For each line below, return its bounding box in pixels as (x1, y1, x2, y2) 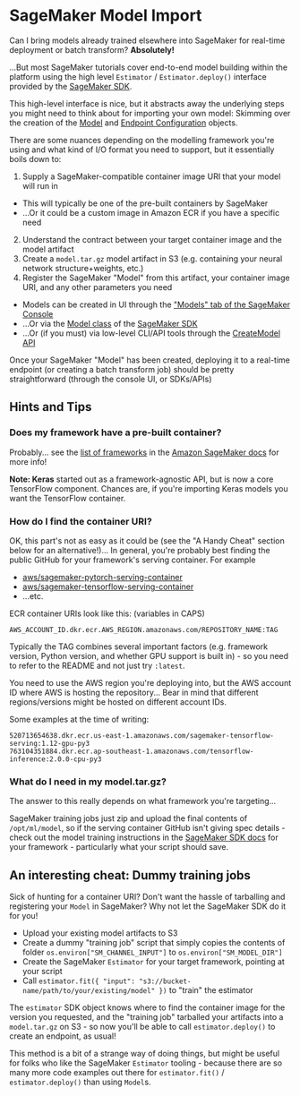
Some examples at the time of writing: (9, 714, 150, 724)
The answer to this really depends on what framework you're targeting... (9, 796, 277, 807)
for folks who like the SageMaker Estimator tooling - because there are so (9, 1057, 283, 1068)
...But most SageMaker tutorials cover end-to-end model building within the (9, 62, 288, 73)
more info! (9, 456, 47, 467)
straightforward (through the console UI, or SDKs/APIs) (9, 373, 212, 384)
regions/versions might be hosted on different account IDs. (9, 696, 227, 707)
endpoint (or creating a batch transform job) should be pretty (9, 364, 235, 374)
